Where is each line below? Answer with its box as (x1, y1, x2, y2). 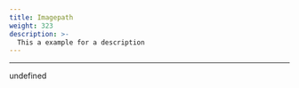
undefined (9, 70, 47, 81)
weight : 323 (9, 21, 53, 30)
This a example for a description (17, 37, 145, 47)
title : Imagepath (9, 12, 74, 22)
